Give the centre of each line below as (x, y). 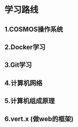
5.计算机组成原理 (30, 101)
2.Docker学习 (25, 47)
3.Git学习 (18, 65)
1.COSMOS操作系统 (34, 29)
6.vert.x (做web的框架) (39, 119)
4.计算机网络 (24, 83)
